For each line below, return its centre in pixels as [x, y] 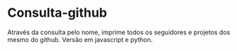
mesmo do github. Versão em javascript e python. [80, 39]
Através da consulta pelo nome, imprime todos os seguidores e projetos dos [119, 32]
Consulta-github [57, 13]
